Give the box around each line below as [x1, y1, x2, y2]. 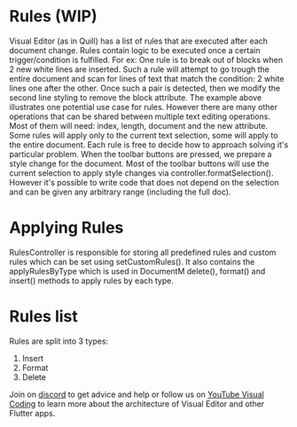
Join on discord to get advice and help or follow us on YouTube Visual [9, 389, 264, 399]
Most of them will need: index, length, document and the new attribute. [9, 120, 269, 130]
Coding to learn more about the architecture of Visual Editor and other [9, 398, 265, 409]
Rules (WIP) [9, 6, 98, 27]
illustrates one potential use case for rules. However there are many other [9, 101, 277, 112]
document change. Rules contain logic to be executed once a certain [9, 44, 261, 55]
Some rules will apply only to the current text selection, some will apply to [9, 130, 278, 140]
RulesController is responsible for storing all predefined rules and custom [9, 247, 277, 257]
